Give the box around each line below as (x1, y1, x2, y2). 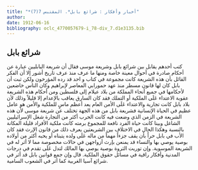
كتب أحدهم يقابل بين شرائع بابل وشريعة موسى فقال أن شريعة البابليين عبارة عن (7, 63, 183, 70)
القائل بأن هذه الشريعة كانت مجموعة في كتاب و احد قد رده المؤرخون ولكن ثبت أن (7, 75, 187, 83)
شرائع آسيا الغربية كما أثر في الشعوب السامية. (7, 158, 108, 165)
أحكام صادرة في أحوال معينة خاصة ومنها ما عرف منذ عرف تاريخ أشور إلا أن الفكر (7, 69, 184, 76)
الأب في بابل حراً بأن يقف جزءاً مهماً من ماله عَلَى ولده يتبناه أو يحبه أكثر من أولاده (7, 132, 184, 139)
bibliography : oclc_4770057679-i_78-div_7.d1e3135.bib (7, 25, 145, 31)
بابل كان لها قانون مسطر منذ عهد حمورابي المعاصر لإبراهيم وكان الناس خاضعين (7, 82, 180, 89)
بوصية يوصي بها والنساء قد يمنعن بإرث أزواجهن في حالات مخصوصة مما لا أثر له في (7, 139, 188, 146)
